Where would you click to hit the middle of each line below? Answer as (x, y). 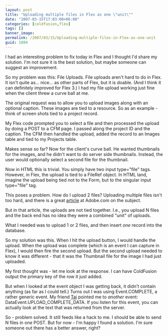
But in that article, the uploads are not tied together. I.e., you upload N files (82, 210)
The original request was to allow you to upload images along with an (77, 103)
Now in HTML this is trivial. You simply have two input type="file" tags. (78, 169)
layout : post (19, 10)
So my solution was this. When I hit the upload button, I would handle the (80, 240)
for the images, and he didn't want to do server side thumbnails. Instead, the (84, 154)
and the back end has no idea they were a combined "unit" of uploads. (78, 215)
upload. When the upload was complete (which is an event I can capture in (82, 245)
